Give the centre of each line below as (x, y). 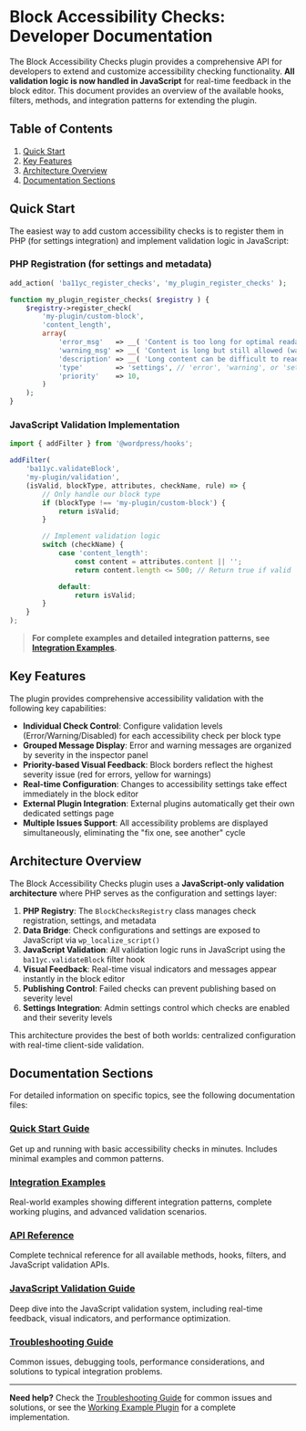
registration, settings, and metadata (89, 921)
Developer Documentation (111, 36)
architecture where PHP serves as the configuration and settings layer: (143, 893)
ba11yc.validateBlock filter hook (84, 959)
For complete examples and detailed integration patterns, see (151, 638)
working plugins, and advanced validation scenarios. (108, 1212)
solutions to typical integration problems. (86, 1371)
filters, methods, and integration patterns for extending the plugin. (133, 100)
